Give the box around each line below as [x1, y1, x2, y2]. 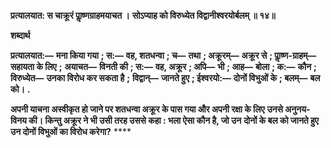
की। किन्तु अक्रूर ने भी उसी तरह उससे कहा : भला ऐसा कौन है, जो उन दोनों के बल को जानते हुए [28, 115, 319, 126]
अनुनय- [284, 103, 311, 115]
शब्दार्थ [10, 30, 31, 41]
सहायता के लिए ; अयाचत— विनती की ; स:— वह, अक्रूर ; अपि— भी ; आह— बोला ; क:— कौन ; [10, 61, 317, 72]
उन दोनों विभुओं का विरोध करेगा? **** [10, 126, 132, 137]
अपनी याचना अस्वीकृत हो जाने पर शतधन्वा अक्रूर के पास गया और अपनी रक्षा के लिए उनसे [10, 103, 283, 115]
